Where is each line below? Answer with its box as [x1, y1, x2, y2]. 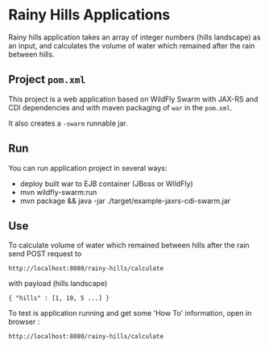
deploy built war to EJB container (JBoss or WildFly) [19, 179, 193, 188]
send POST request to [8, 249, 82, 259]
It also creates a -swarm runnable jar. [8, 118, 128, 128]
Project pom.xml [8, 72, 86, 86]
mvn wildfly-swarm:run [19, 187, 97, 197]
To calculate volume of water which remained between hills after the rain [8, 240, 250, 251]
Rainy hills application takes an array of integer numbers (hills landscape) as [8, 32, 261, 42]
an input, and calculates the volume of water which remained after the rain [8, 40, 255, 50]
